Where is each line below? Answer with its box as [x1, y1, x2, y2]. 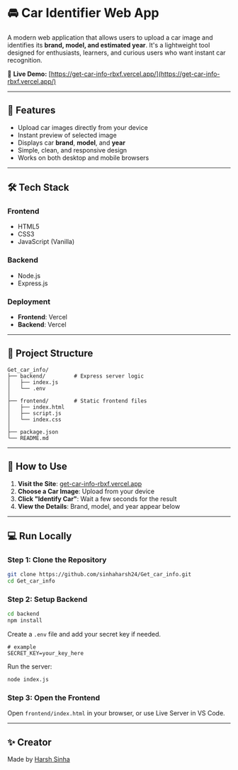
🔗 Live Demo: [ [7, 70, 52, 78]
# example [7, 644, 37, 651]
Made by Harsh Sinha [7, 755, 71, 764]
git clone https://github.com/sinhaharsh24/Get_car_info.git [7, 571, 192, 578]
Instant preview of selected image [17, 131, 117, 139]
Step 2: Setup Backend [7, 595, 88, 605]
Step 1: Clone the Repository [7, 554, 107, 564]
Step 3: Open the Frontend [7, 693, 101, 703]
